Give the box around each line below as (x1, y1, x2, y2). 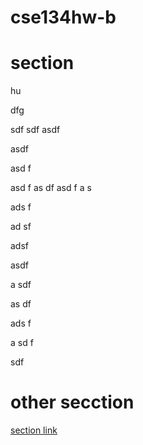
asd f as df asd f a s (10, 182, 92, 194)
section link (10, 424, 58, 436)
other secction (10, 391, 135, 414)
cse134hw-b (10, 6, 117, 29)
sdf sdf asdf (10, 124, 61, 136)
